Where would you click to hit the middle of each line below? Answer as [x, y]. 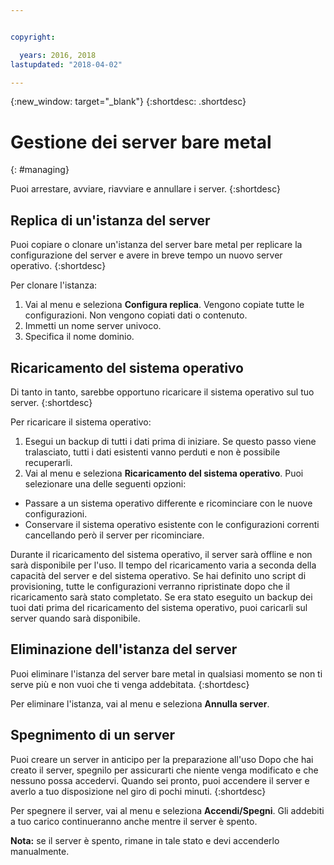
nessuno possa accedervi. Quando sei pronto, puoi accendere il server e [160, 780]
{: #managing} [40, 170]
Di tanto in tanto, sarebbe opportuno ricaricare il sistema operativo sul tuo [162, 392]
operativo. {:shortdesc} [58, 266]
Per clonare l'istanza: [54, 285]
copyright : [33, 37]
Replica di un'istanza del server [110, 220]
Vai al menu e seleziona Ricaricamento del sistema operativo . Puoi [164, 473]
